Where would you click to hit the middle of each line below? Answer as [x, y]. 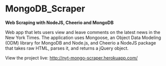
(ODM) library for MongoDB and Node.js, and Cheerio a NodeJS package [81, 42]
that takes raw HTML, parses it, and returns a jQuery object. [67, 48]
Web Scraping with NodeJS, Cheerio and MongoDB [59, 22]
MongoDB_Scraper [45, 9]
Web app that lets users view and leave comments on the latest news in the [83, 32]
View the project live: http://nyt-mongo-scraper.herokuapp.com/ [71, 57]
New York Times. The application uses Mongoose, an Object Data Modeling [83, 37]
